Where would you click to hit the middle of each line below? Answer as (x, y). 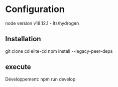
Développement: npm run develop (40, 79)
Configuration (35, 9)
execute (18, 67)
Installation (23, 39)
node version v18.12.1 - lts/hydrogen (42, 23)
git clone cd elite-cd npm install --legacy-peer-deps (59, 51)
